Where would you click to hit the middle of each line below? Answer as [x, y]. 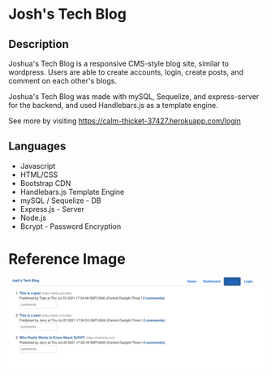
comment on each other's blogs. [63, 81]
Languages [37, 147]
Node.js [33, 218]
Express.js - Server [52, 209]
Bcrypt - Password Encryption [71, 226]
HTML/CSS [39, 175]
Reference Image [67, 259]
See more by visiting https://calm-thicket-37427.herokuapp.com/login [125, 121]
